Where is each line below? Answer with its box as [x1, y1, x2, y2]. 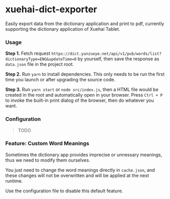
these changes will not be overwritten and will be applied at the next [5, 172, 150, 179]
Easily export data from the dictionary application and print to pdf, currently [5, 20, 164, 27]
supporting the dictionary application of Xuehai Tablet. [5, 26, 120, 32]
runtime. [5, 178, 23, 184]
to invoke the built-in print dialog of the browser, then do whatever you [5, 97, 155, 103]
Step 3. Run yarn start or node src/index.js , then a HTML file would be [5, 86, 159, 93]
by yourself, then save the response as [77, 56, 160, 62]
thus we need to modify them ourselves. [5, 157, 91, 163]
